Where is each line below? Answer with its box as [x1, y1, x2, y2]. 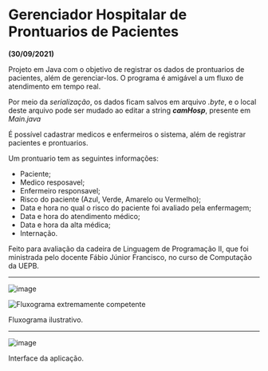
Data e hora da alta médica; [19, 220, 111, 229]
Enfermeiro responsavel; [19, 185, 101, 195]
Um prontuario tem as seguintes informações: [8, 154, 160, 163]
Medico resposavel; [19, 178, 85, 187]
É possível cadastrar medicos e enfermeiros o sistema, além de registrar [8, 130, 246, 139]
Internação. [19, 228, 58, 237]
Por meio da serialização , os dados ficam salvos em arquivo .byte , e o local [8, 97, 257, 106]
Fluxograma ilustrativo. [8, 314, 84, 325]
